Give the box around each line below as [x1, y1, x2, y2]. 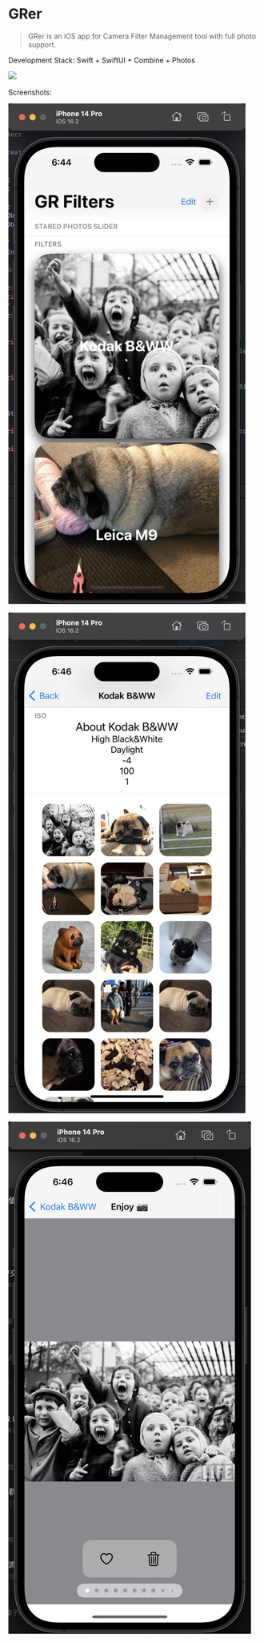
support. [27, 39, 57, 49]
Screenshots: [8, 87, 52, 97]
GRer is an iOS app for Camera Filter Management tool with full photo [27, 31, 257, 41]
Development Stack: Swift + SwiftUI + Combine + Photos [8, 55, 196, 65]
